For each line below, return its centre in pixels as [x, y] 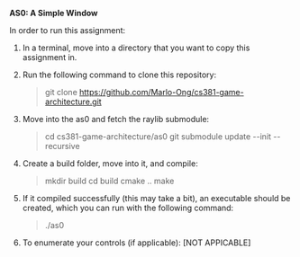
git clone [61, 92]
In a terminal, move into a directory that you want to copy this [136, 48]
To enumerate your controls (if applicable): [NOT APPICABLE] [136, 243]
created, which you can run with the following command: [128, 208]
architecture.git [73, 102]
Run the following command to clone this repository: [119, 75]
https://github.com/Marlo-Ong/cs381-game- [162, 92]
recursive [62, 146]
